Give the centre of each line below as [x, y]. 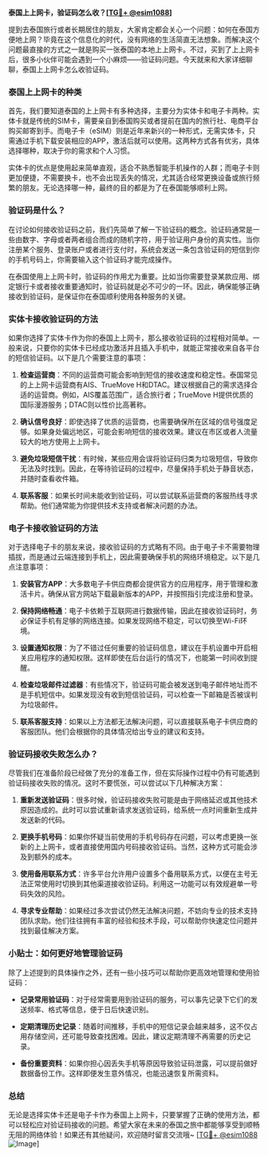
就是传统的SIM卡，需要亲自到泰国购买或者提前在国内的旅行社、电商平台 [140, 121]
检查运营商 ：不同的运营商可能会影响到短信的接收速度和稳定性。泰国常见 [138, 374]
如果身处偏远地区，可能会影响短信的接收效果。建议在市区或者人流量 [146, 431]
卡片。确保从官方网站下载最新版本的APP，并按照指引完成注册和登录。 [142, 594]
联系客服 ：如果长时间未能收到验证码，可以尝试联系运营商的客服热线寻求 [138, 495]
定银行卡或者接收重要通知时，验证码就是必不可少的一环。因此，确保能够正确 [134, 286]
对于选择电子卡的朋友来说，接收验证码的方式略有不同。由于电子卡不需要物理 [134, 547]
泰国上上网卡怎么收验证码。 [67, 69]
